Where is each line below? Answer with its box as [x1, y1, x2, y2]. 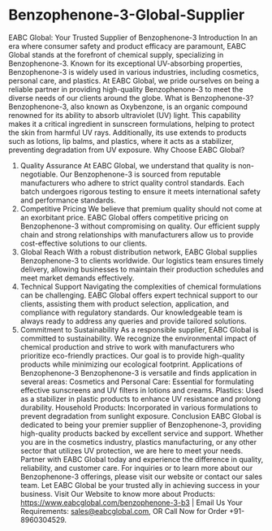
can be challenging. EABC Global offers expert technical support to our [19, 290, 258, 300]
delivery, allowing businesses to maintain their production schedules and [19, 264, 264, 274]
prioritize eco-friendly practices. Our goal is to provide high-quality [19, 350, 245, 360]
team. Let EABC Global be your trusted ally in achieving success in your [19, 480, 260, 490]
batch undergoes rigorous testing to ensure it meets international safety [19, 186, 261, 196]
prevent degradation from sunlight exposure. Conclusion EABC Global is [19, 411, 261, 420]
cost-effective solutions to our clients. [19, 238, 148, 248]
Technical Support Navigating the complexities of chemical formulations [19, 281, 261, 291]
